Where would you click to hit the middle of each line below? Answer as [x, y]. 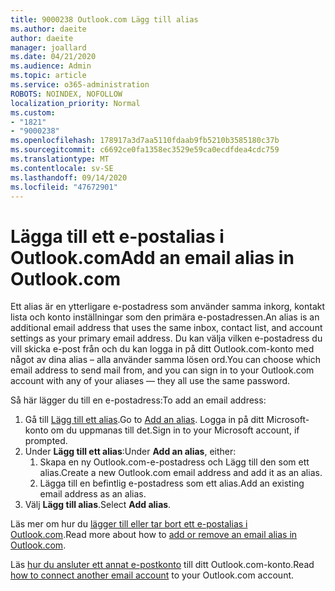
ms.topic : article [48, 76]
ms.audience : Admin [51, 66]
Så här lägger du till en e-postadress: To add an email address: [138, 400]
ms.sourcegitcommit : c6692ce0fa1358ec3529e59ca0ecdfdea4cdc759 [145, 150]
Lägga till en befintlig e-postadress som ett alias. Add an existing [172, 483]
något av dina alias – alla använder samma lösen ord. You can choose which [166, 360]
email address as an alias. [93, 494]
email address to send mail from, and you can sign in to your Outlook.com [162, 370]
